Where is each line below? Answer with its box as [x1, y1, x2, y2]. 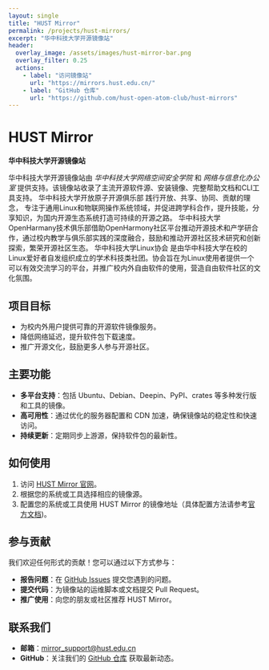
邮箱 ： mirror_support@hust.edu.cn [19, 644, 136, 653]
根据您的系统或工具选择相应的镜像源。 [19, 489, 147, 498]
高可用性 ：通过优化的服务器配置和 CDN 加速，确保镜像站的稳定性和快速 [19, 410, 258, 420]
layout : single [8, 11, 59, 20]
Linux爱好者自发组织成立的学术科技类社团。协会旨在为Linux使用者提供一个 [8, 254, 255, 263]
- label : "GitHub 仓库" [22, 86, 100, 95]
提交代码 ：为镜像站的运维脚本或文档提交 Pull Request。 [19, 585, 204, 595]
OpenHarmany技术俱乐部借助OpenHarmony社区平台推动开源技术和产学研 [8, 223, 252, 233]
